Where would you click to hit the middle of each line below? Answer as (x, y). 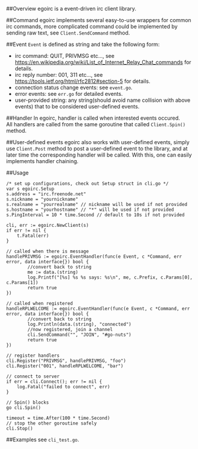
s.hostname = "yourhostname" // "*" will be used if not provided (90, 210)
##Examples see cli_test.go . (43, 439)
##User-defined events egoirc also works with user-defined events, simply (98, 142)
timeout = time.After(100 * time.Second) (58, 418)
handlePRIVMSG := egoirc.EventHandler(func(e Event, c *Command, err (94, 257)
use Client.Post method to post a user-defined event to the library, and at (97, 149)
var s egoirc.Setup (30, 189)
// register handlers (33, 356)
